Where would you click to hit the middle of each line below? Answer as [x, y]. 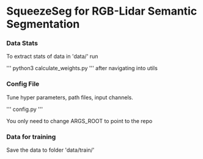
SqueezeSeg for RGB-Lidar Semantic [102, 11]
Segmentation [43, 24]
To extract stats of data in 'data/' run [52, 57]
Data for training [31, 136]
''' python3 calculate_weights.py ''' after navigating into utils [82, 68]
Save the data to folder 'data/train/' [50, 150]
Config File [23, 84]
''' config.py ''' [25, 109]
